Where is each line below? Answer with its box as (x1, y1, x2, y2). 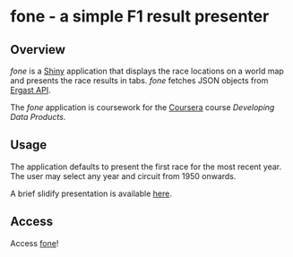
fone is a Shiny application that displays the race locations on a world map (10, 65, 285, 76)
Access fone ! (10, 237, 59, 248)
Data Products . (10, 112, 66, 122)
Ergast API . (10, 85, 52, 95)
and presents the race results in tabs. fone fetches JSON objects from (10, 75, 269, 86)
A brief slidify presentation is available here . (10, 188, 173, 199)
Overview (10, 42, 66, 57)
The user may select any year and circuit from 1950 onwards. (10, 170, 237, 181)
